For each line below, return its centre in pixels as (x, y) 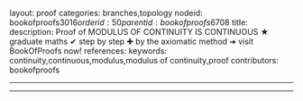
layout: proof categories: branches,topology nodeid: (106, 13)
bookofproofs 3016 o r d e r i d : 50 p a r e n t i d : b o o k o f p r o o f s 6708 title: (129, 22)
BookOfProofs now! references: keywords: (88, 51)
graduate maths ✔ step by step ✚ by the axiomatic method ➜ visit (132, 41)
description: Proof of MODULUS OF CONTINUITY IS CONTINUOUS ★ (139, 32)
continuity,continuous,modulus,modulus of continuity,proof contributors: (144, 60)
